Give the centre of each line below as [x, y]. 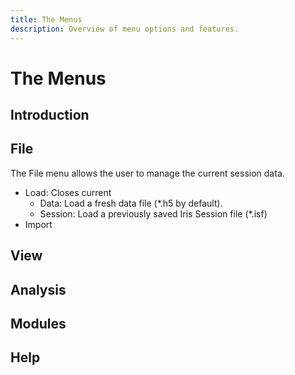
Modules [38, 324]
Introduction [50, 115]
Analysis [38, 289]
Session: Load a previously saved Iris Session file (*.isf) [153, 213]
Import [38, 224]
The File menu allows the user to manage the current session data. [147, 173]
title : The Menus [46, 19]
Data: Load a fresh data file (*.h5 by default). [131, 203]
